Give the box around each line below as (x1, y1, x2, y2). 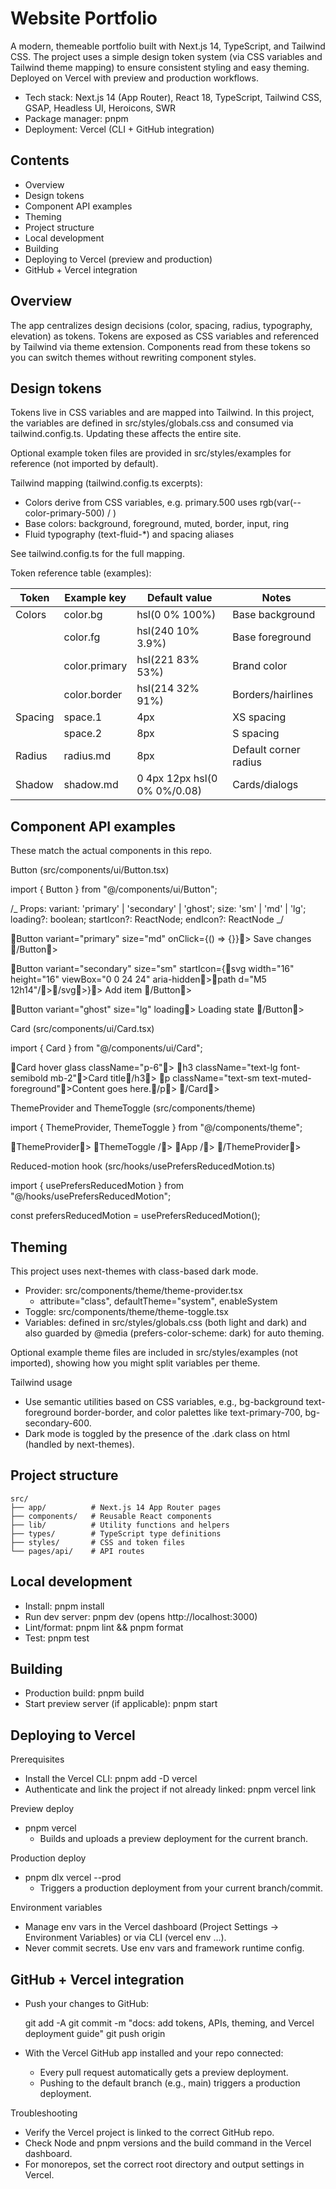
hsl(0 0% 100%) (136, 608, 217, 622)
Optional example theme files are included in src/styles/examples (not (10, 1347, 298, 1358)
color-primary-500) (24, 507, 105, 519)
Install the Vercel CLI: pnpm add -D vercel (24, 1773, 198, 1785)
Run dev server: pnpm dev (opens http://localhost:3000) (24, 1610, 258, 1622)
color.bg (63, 608, 103, 622)
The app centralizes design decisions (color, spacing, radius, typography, (10, 319, 313, 331)
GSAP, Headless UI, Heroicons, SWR (24, 102, 176, 114)
